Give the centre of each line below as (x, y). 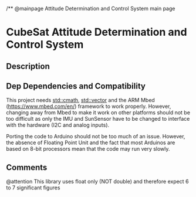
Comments (27, 167)
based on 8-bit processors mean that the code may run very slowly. (88, 149)
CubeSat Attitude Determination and (97, 32)
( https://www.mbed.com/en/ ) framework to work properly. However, (89, 106)
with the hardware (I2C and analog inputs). (58, 125)
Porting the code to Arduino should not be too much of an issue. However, (96, 137)
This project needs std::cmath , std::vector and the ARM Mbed (81, 100)
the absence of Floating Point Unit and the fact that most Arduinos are (91, 142)
